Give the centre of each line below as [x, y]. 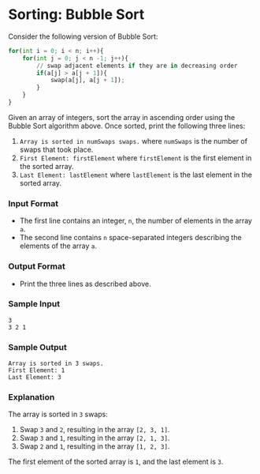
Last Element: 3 [35, 378]
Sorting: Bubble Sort [76, 15]
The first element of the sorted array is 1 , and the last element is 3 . [116, 462]
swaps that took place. [56, 149]
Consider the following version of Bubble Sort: [83, 36]
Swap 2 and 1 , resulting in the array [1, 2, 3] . [95, 446]
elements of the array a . [58, 246]
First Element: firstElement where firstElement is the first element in [136, 158]
